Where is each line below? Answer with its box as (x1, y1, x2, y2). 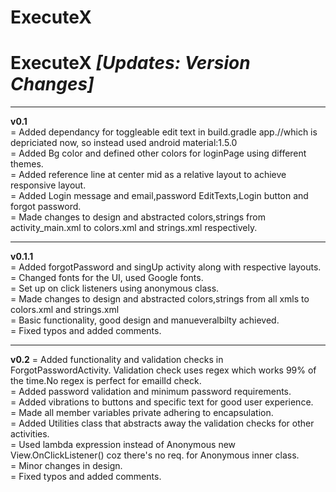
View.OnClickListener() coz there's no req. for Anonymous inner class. (10, 449, 300, 461)
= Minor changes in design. (10, 460, 123, 472)
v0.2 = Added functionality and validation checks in (10, 354, 224, 366)
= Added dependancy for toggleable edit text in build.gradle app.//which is (10, 126, 318, 138)
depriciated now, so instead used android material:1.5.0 (10, 137, 238, 149)
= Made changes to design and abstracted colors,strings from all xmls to (10, 293, 310, 305)
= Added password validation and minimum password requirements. (10, 386, 292, 398)
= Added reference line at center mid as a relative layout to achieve (10, 169, 287, 181)
